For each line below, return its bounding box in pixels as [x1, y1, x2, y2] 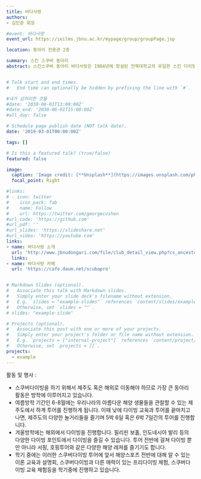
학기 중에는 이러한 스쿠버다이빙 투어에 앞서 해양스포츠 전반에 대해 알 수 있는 [14, 451, 191, 458]
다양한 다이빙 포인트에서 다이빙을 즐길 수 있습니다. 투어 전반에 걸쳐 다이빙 [14, 436, 186, 443]
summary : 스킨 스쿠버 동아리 [6, 58, 69, 64]
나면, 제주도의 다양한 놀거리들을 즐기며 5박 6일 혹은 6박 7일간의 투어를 [14, 413, 179, 421]
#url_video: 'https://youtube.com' [6, 233, 95, 239]
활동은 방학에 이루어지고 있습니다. [14, 391, 94, 398]
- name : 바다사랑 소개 [6, 244, 56, 250]
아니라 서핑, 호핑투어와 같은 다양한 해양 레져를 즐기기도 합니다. [21, 443, 166, 451]
